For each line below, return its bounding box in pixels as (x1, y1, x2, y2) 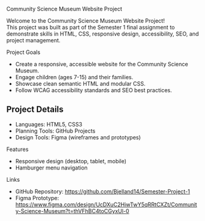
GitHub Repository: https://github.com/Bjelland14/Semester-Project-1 (15, 187, 190, 195)
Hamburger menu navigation (15, 164, 88, 171)
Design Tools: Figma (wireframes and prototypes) (15, 133, 141, 141)
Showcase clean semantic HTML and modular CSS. (15, 80, 146, 87)
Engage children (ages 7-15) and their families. (15, 74, 134, 80)
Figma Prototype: (15, 194, 60, 201)
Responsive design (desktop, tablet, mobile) (15, 157, 127, 165)
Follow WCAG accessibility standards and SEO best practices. (15, 87, 172, 94)
